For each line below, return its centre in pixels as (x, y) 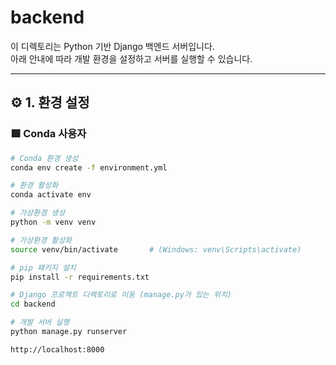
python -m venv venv (53, 222)
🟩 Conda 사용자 (48, 134)
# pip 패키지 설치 (43, 267)
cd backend (33, 304)
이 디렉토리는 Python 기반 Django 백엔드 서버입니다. (112, 46)
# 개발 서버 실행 (40, 322)
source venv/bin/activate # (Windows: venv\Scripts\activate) (156, 249)
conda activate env (51, 195)
